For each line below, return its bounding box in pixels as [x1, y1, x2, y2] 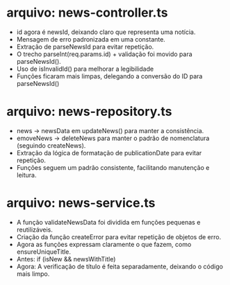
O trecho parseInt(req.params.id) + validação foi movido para [16, 50, 192, 58]
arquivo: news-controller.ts [6, 5, 168, 21]
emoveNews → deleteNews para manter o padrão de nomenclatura [16, 134, 210, 142]
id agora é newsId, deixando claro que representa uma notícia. [16, 28, 196, 36]
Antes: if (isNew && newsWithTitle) [16, 254, 116, 263]
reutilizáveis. [16, 225, 53, 234]
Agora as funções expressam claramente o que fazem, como [16, 240, 192, 248]
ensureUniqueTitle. [16, 248, 71, 256]
